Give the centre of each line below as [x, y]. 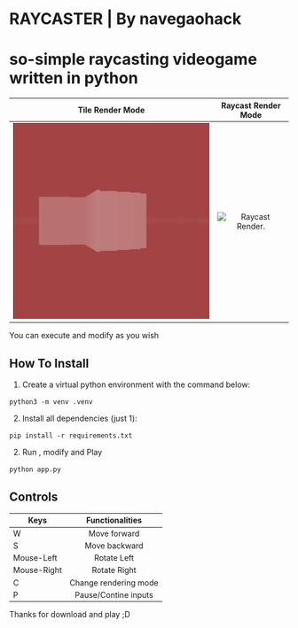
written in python [74, 78]
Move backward [114, 546]
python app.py [35, 469]
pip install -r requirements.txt [71, 436]
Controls [34, 496]
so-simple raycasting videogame [133, 60]
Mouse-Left [35, 558]
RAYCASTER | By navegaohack [125, 19]
